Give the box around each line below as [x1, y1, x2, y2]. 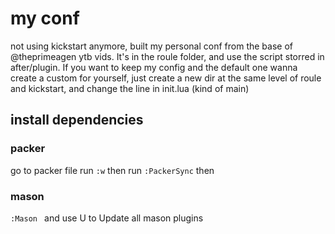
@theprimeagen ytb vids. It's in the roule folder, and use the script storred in [10, 50, 325, 62]
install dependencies [10, 112, 144, 129]
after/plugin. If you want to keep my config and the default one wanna [10, 61, 298, 73]
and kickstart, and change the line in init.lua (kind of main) [10, 82, 250, 94]
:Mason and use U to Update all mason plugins [10, 212, 204, 224]
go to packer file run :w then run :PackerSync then [10, 164, 215, 176]
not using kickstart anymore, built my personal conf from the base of [10, 40, 293, 52]
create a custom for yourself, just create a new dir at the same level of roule [10, 72, 322, 84]
